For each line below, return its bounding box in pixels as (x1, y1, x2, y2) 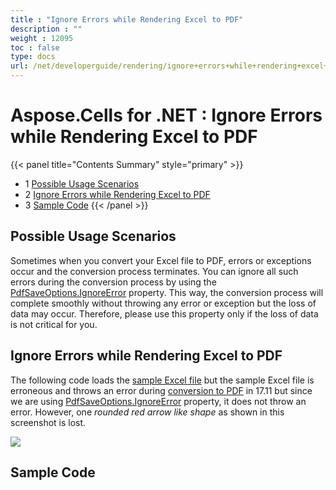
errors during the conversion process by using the (10, 276, 217, 288)
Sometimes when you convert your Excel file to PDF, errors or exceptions (10, 254, 312, 266)
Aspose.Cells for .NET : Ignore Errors (10, 104, 323, 127)
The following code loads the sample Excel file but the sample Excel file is (10, 374, 315, 386)
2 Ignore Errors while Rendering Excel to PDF (24, 188, 211, 200)
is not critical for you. (10, 318, 98, 330)
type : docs (10, 52, 56, 62)
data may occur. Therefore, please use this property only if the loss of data (10, 307, 319, 320)
